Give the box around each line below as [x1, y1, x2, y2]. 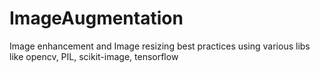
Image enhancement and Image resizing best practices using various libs [9, 40, 311, 52]
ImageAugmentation [9, 7, 184, 30]
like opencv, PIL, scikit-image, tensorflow [9, 50, 179, 62]
